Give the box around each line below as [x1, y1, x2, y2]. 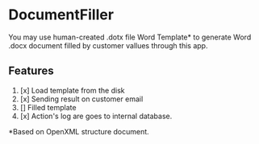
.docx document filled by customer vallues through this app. [8, 40, 208, 50]
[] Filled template [19, 102, 77, 112]
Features [8, 64, 54, 78]
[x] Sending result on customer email [19, 94, 144, 104]
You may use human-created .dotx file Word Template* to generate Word [8, 32, 252, 42]
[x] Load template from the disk [19, 85, 125, 95]
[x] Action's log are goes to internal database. [19, 111, 173, 121]
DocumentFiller [8, 6, 115, 24]
